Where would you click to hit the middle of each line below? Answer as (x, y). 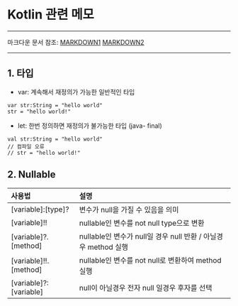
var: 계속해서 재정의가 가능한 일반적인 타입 (76, 92)
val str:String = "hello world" (55, 139)
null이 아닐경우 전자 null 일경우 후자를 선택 (146, 288)
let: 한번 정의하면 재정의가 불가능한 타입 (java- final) (90, 126)
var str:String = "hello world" (55, 105)
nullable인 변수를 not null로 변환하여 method (150, 260)
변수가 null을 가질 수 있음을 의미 (129, 209)
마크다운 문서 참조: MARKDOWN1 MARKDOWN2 (76, 42)
